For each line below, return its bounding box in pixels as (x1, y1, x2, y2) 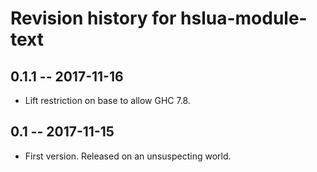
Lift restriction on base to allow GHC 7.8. (24, 95, 191, 106)
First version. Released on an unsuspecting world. (24, 150, 232, 162)
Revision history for (10, 7, 177, 30)
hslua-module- (180, 7, 308, 30)
